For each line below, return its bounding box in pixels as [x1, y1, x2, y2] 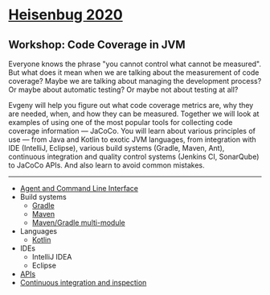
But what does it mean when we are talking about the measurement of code [8, 68, 260, 77]
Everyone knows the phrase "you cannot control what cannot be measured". [8, 59, 262, 69]
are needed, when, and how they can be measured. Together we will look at [8, 109, 260, 118]
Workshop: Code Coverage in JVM [8, 38, 186, 52]
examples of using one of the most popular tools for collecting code [8, 118, 233, 127]
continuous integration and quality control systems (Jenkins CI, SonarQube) [8, 152, 260, 161]
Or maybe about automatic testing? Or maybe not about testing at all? [8, 85, 239, 94]
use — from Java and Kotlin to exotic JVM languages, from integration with [8, 135, 257, 144]
